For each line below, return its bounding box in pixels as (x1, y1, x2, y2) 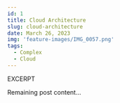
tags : (7, 42, 23, 49)
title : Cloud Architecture (7, 17, 86, 24)
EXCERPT (7, 74, 36, 83)
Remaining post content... (7, 88, 82, 96)
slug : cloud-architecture (7, 23, 83, 30)
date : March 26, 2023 (7, 29, 71, 37)
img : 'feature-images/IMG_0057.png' (7, 36, 114, 43)
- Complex (13, 49, 42, 56)
